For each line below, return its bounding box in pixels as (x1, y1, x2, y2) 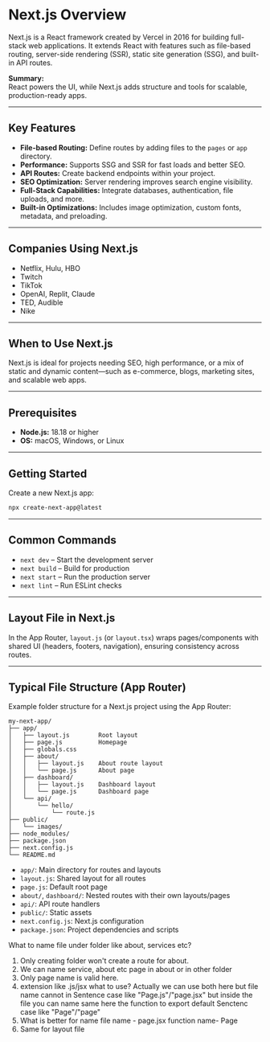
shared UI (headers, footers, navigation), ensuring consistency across (8, 641, 239, 650)
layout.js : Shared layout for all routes (19, 874, 146, 884)
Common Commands (8, 533, 117, 548)
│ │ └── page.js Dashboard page (8, 788, 149, 796)
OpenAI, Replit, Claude (19, 289, 96, 298)
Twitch (19, 272, 43, 281)
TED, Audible (19, 297, 63, 307)
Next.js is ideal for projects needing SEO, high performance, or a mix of (8, 358, 244, 367)
